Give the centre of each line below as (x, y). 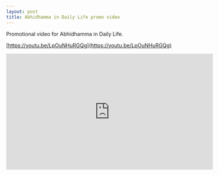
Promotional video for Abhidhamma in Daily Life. (65, 34)
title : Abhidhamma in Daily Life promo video (63, 17)
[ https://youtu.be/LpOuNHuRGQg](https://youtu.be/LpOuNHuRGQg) (89, 45)
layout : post (22, 11)
